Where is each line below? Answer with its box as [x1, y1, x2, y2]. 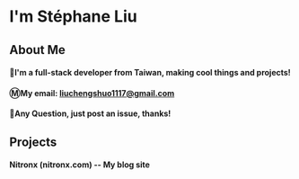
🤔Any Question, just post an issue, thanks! [9, 108, 171, 119]
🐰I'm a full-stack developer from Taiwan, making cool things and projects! [9, 67, 292, 78]
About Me [9, 42, 66, 58]
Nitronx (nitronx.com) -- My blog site [9, 159, 151, 170]
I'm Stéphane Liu [9, 6, 137, 27]
